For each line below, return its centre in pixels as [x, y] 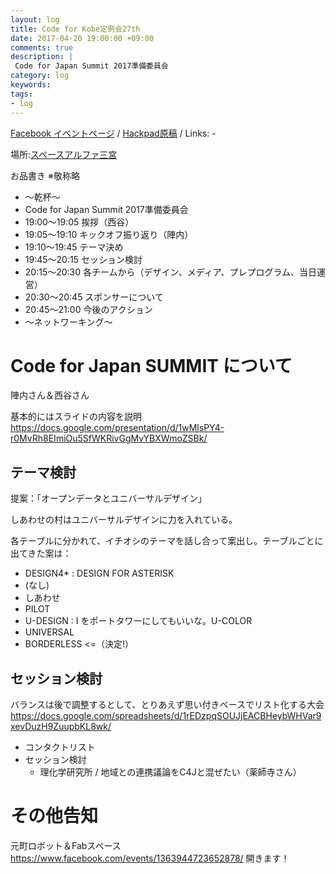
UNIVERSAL [49, 632]
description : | [42, 57]
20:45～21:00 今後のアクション [88, 309]
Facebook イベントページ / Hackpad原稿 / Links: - [113, 133]
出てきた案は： [41, 553]
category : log [40, 76]
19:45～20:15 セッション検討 [83, 259]
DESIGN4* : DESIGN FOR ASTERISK [99, 573]
